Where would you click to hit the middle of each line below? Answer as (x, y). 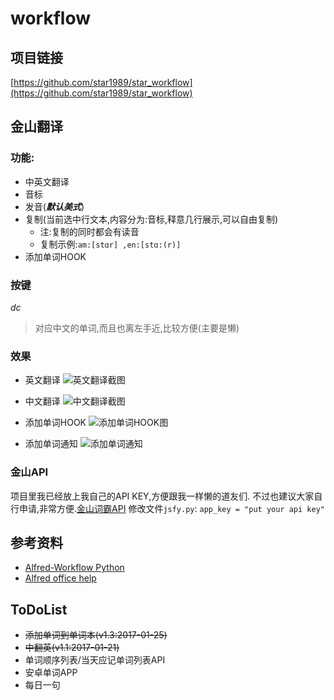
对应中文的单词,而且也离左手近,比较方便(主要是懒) (137, 328)
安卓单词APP (51, 673)
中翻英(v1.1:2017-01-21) (72, 648)
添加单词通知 (51, 444)
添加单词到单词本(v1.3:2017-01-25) (96, 635)
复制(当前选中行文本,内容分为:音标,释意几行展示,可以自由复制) (151, 219)
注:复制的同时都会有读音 (89, 231)
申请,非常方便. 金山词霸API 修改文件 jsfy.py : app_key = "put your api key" (171, 508)
